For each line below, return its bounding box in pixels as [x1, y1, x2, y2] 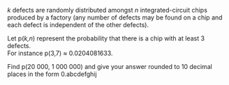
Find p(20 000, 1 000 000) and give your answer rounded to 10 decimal [7, 63, 213, 70]
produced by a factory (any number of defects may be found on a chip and [7, 13, 223, 22]
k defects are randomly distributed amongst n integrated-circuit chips [7, 6, 208, 14]
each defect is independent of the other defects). [7, 21, 149, 29]
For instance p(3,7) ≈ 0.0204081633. [7, 49, 113, 57]
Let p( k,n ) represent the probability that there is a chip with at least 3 [7, 34, 205, 42]
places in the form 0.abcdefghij [7, 70, 97, 78]
